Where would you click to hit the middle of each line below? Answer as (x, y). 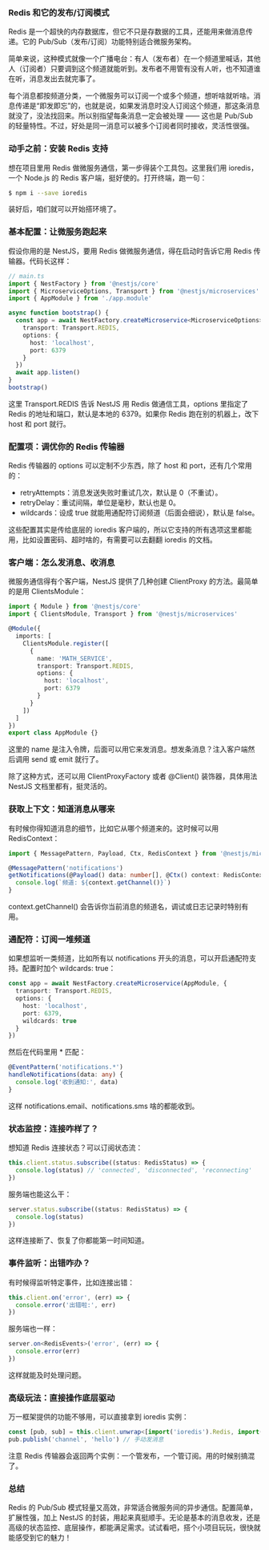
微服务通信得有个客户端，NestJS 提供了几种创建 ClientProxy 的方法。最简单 (133, 581)
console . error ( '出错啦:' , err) (66, 1305)
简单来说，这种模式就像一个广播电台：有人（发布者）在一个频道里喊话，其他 (134, 59)
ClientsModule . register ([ (66, 643)
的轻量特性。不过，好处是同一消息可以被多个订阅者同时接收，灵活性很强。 (131, 126)
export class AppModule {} (53, 733)
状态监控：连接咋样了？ (53, 1128)
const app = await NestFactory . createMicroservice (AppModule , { (118, 984)
